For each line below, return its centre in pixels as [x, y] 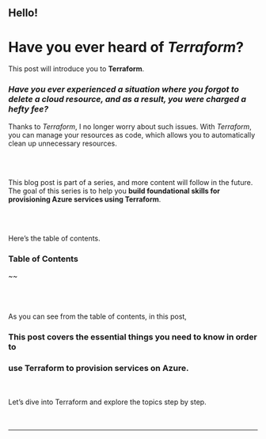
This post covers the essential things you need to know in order [133, 337]
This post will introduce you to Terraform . [76, 69]
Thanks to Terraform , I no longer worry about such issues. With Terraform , [130, 127]
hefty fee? [28, 109]
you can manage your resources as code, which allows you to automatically [132, 134]
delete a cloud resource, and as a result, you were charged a [127, 100]
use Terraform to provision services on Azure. [99, 368]
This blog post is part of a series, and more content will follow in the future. [131, 182]
